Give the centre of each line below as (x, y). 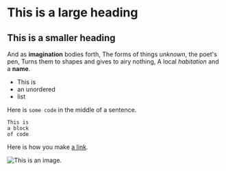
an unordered (36, 89)
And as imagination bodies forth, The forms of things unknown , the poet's (112, 54)
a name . (19, 69)
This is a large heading (73, 13)
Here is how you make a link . (48, 147)
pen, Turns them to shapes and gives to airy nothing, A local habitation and (113, 62)
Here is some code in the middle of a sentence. (72, 110)
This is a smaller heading (61, 38)
